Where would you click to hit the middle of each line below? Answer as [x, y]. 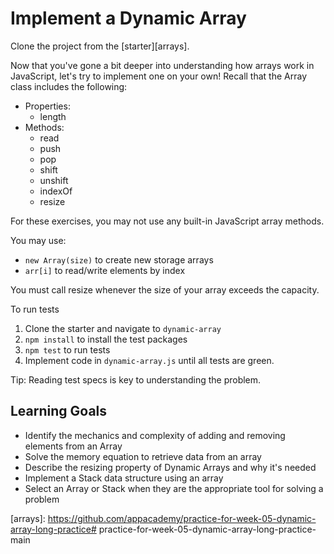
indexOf [56, 191]
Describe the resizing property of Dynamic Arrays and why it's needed [170, 467]
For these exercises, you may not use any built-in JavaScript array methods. [167, 221]
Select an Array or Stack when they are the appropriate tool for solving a [174, 488]
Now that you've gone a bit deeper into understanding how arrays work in [162, 65]
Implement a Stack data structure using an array [124, 478]
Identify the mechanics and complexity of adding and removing [155, 435]
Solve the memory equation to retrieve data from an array [143, 456]
